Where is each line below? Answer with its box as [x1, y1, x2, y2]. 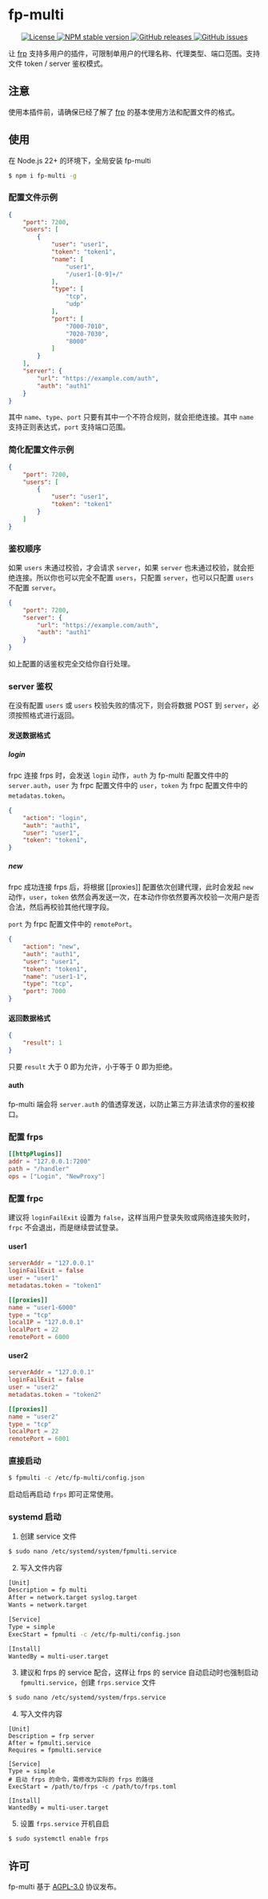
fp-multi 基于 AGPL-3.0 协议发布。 [8, 1881, 122, 1891]
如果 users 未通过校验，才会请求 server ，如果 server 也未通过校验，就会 [8, 562, 248, 572]
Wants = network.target [8, 1601, 88, 1609]
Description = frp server [8, 1732, 94, 1740]
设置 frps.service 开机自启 [19, 1819, 110, 1829]
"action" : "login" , [22, 814, 88, 822]
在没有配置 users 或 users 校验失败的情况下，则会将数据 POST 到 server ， [8, 701, 253, 710]
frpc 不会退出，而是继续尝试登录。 [8, 1223, 123, 1233]
